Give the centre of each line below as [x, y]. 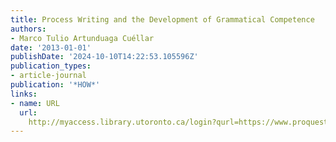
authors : [28, 29]
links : [24, 94]
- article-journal [48, 76]
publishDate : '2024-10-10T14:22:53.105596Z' [104, 57]
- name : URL [35, 103]
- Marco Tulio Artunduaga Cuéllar [82, 38]
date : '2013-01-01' [51, 47]
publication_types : [51, 66]
